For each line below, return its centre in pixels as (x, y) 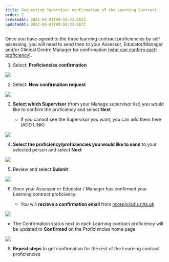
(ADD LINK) (33, 125)
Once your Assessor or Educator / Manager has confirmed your (80, 189)
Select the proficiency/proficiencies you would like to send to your (85, 144)
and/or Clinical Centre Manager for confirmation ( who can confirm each (81, 50)
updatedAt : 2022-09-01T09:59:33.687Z (46, 24)
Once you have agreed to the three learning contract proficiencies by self (83, 39)
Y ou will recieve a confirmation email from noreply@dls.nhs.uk (87, 204)
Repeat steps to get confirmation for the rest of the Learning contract (86, 249)
